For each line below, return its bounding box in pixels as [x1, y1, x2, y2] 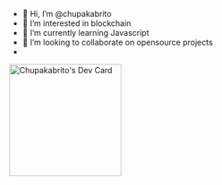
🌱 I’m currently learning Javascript [21, 28, 149, 38]
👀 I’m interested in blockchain [21, 18, 132, 29]
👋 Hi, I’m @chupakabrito [21, 9, 112, 19]
